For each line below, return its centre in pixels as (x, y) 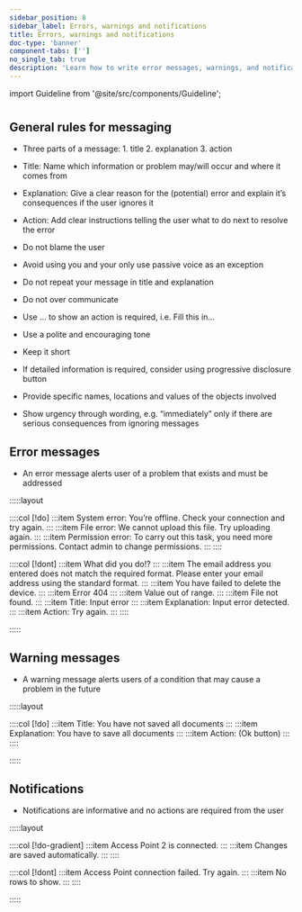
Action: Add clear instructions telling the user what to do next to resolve (155, 221)
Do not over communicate (70, 300)
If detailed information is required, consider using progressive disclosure (157, 369)
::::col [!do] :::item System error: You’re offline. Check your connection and (147, 518)
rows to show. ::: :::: (45, 881)
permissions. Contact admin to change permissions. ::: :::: (116, 546)
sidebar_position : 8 (48, 18)
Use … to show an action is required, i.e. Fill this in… (119, 317)
